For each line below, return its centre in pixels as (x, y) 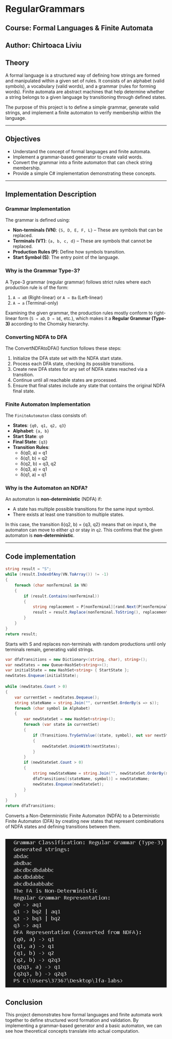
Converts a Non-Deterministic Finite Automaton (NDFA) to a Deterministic (83, 816)
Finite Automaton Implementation (48, 404)
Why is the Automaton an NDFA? (47, 488)
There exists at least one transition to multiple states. (68, 514)
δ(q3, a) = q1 (34, 469)
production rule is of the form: (37, 287)
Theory (17, 63)
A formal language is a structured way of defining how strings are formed (83, 75)
